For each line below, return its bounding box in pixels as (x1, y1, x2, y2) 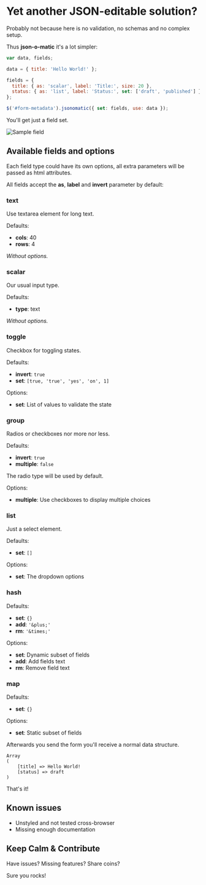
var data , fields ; (6, 55, 53, 61)
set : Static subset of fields (15, 729, 82, 736)
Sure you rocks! (6, 871, 47, 879)
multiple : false (15, 461, 54, 468)
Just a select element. (6, 525, 63, 532)
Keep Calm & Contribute (6, 843, 100, 854)
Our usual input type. (6, 281, 59, 289)
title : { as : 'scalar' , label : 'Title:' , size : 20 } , (12, 83, 152, 89)
